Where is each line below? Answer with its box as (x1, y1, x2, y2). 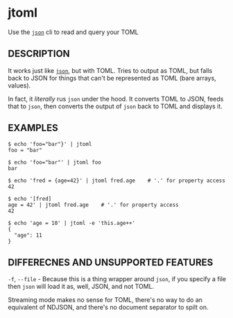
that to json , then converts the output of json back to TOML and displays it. (8, 102, 223, 110)
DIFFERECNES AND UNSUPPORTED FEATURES (8, 256, 214, 268)
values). (8, 81, 31, 90)
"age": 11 (14, 231, 42, 239)
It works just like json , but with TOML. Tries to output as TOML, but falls (8, 66, 213, 74)
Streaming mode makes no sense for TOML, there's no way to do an (8, 296, 203, 304)
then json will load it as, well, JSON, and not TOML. (8, 283, 155, 291)
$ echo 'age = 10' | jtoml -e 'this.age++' (8, 219, 136, 226)
